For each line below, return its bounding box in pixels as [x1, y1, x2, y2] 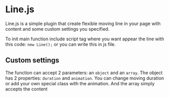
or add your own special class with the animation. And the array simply [5, 80, 155, 86]
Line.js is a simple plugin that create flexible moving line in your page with [5, 20, 161, 27]
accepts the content [5, 86, 48, 92]
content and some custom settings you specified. [5, 26, 110, 32]
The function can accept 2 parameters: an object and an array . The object [5, 69, 163, 76]
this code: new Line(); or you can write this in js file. [5, 41, 116, 47]
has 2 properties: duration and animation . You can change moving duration [5, 75, 164, 81]
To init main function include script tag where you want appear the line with [5, 36, 164, 42]
